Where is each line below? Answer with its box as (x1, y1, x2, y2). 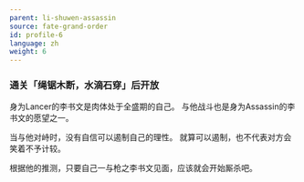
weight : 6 (9, 47, 47, 56)
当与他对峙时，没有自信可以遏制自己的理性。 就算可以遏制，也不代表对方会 (9, 132, 292, 143)
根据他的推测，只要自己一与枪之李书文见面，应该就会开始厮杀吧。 (9, 163, 257, 174)
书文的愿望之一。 (9, 113, 74, 124)
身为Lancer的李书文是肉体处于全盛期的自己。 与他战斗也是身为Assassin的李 (9, 101, 296, 112)
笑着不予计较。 (9, 143, 66, 155)
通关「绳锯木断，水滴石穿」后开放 (9, 79, 160, 92)
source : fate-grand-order (9, 22, 108, 31)
